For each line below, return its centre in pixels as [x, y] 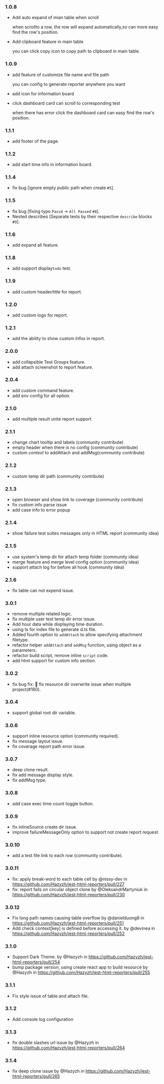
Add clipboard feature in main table [48, 42]
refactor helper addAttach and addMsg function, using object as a [76, 645]
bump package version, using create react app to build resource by [80, 967]
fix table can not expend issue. [43, 590]
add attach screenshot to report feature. [53, 367]
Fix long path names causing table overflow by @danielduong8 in [78, 918]
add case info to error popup [41, 510]
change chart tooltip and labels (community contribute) [68, 443]
